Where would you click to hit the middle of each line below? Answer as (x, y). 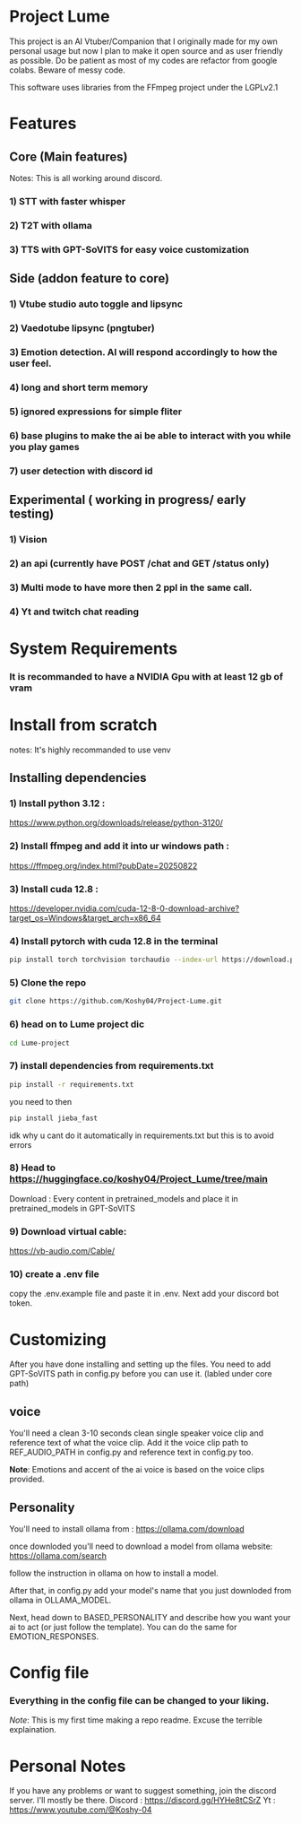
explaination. (33, 1730)
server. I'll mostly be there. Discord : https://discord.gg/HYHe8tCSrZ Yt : (142, 1801)
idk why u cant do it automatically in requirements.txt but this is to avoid (142, 1135)
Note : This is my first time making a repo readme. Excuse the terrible (136, 1720)
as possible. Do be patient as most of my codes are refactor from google (143, 60)
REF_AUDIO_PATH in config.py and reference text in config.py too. (131, 1452)
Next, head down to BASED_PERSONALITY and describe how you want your (150, 1617)
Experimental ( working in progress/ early (128, 499)
